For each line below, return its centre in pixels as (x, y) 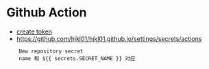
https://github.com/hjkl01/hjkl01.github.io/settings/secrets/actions (109, 38)
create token (34, 31)
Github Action (47, 13)
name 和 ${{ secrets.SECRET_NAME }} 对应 (77, 58)
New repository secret (51, 51)
